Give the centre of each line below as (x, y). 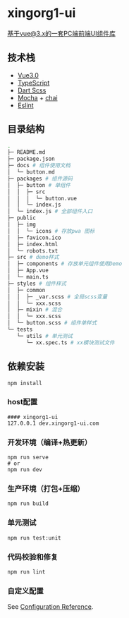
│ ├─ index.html (33, 244)
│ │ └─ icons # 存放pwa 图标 (51, 231)
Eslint (25, 105)
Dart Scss (32, 90)
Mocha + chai (37, 97)
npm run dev (25, 470)
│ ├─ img (22, 225)
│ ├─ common (26, 290)
